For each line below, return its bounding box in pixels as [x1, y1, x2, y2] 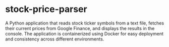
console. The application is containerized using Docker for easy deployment [5, 30, 164, 36]
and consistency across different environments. [5, 36, 104, 42]
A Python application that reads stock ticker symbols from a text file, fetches [5, 20, 164, 26]
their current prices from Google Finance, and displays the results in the [5, 25, 155, 31]
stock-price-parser [5, 3, 87, 15]
